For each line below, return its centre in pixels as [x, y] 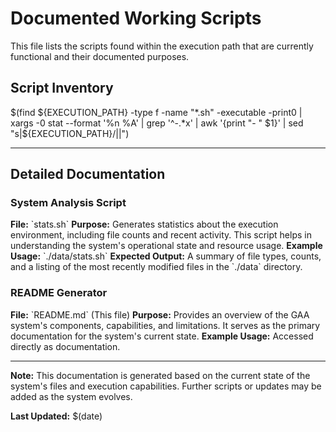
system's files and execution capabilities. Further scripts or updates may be [166, 386]
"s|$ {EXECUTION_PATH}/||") [70, 133]
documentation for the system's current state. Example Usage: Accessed [162, 336]
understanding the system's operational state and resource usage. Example [166, 246]
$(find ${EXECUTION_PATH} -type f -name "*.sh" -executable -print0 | [156, 112]
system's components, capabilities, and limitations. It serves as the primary [165, 325]
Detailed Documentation [88, 174]
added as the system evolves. [71, 396]
